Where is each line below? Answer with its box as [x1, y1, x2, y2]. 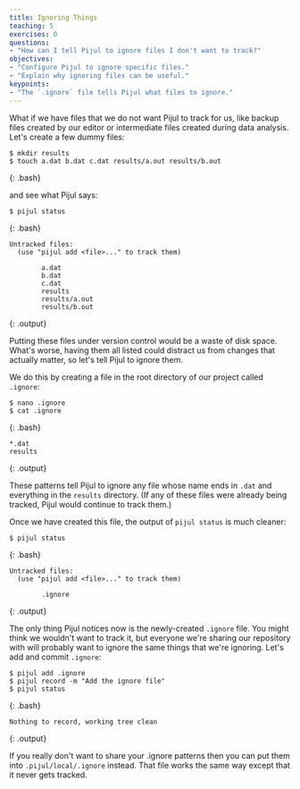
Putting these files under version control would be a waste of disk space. [9, 335, 278, 346]
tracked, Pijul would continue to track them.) [9, 499, 172, 509]
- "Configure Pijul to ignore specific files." [9, 63, 190, 72]
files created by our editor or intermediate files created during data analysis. [9, 122, 289, 132]
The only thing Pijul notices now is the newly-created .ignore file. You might [9, 623, 289, 634]
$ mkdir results [9, 148, 70, 157]
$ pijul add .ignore [9, 668, 87, 677]
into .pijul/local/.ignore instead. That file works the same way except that [9, 760, 290, 770]
